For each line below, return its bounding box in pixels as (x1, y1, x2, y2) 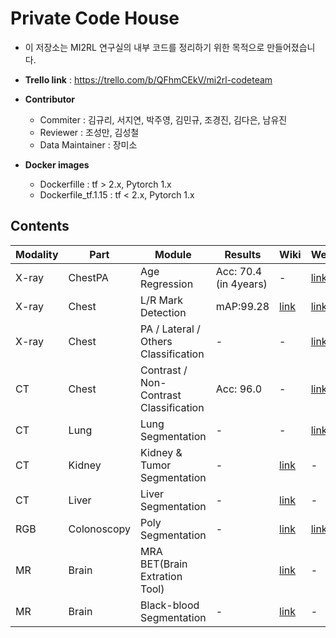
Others (140, 334, 173, 348)
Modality (15, 247, 59, 261)
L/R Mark (140, 293, 183, 307)
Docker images (24, 158, 90, 171)
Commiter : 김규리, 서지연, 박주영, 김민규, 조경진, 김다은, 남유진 (39, 113, 288, 126)
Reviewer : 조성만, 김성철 (39, 126, 140, 138)
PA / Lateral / (140, 322, 201, 336)
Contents (10, 218, 70, 235)
